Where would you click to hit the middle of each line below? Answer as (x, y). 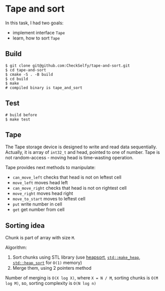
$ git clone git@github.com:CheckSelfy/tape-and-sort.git (68, 66)
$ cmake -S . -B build (29, 74)
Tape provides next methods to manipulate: (51, 168)
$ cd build (17, 79)
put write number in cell (37, 204)
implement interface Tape (39, 32)
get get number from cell (38, 210)
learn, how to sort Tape (36, 38)
